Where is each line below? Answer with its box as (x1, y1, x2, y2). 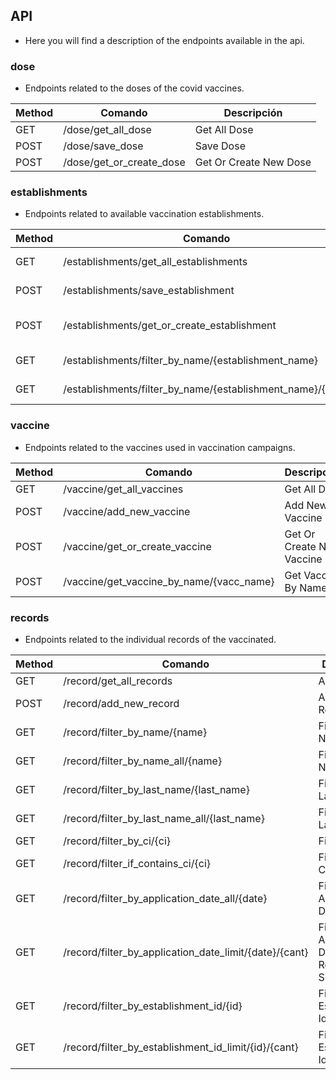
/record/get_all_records (63, 674, 173, 688)
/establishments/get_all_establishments (63, 255, 248, 269)
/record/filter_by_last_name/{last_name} (63, 783, 250, 796)
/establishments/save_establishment (63, 284, 235, 298)
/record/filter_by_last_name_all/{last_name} (63, 812, 265, 825)
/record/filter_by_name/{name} (63, 725, 208, 739)
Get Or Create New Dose (194, 155, 312, 169)
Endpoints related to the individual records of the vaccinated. (24, 634, 277, 645)
